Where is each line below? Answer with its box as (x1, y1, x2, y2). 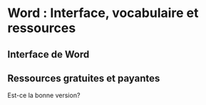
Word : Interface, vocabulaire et (7, 5, 199, 21)
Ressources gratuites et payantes (7, 72, 160, 84)
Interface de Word (7, 48, 90, 60)
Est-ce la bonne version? (7, 91, 81, 100)
